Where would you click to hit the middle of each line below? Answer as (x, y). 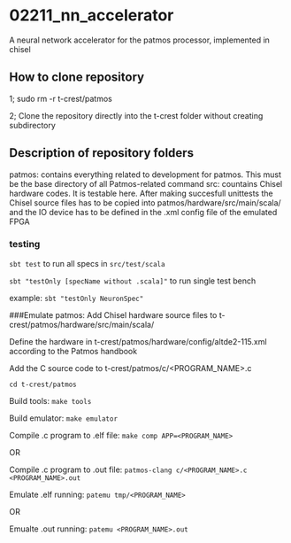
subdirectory (32, 125)
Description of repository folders (102, 153)
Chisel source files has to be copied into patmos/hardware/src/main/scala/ (145, 202)
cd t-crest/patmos (43, 384)
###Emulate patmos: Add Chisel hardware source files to (113, 314)
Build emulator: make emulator (63, 418)
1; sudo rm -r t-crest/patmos (61, 98)
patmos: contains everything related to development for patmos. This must (145, 175)
